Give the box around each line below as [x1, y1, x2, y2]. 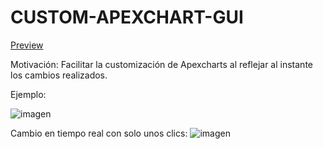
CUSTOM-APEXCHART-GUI [10, 6, 244, 29]
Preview [10, 39, 44, 51]
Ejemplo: [10, 88, 47, 100]
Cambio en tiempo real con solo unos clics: [10, 127, 188, 139]
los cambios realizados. [10, 69, 108, 81]
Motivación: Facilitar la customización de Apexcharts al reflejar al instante [10, 58, 313, 70]
